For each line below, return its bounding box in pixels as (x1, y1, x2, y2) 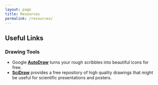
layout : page (5, 7, 32, 12)
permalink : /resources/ (5, 16, 53, 21)
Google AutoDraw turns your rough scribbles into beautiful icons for (12, 59, 149, 65)
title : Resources (5, 12, 40, 16)
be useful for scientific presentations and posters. (12, 75, 112, 81)
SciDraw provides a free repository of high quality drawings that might (12, 70, 154, 75)
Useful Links (5, 34, 44, 42)
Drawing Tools (5, 48, 40, 55)
